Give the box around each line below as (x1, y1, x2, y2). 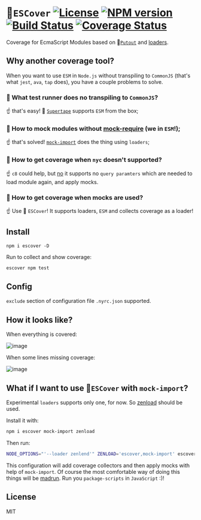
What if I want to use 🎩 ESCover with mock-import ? (6, 383, 188, 393)
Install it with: (6, 417, 39, 424)
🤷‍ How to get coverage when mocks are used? (6, 193, 144, 202)
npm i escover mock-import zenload (6, 429, 95, 435)
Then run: (6, 439, 31, 446)
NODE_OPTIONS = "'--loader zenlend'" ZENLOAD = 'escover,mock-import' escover (6, 450, 197, 457)
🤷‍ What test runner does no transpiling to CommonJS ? (6, 93, 159, 101)
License (6, 492, 36, 502)
